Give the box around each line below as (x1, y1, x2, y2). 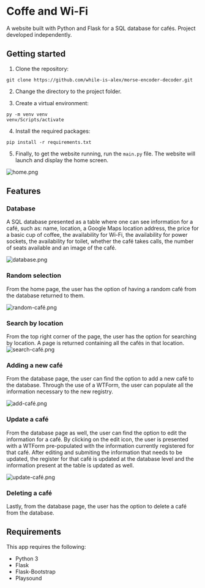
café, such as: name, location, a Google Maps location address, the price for (6, 225, 199, 232)
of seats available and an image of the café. (6, 244, 117, 251)
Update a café (6, 415, 49, 423)
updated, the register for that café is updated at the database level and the (6, 455, 194, 463)
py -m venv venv (6, 111, 48, 117)
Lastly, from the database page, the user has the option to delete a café (6, 502, 187, 510)
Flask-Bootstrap (15, 568, 56, 575)
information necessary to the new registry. (6, 388, 113, 395)
